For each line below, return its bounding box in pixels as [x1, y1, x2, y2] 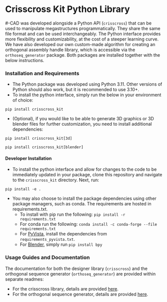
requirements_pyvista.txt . [19, 236, 75, 242]
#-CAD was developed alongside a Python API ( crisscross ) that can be [5, 20, 152, 26]
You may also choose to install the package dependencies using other [12, 195, 157, 201]
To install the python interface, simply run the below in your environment [12, 92, 162, 98]
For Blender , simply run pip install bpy [19, 241, 103, 247]
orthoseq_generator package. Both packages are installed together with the [5, 52, 161, 58]
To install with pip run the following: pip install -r [19, 211, 126, 217]
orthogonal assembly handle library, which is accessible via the [5, 47, 136, 53]
